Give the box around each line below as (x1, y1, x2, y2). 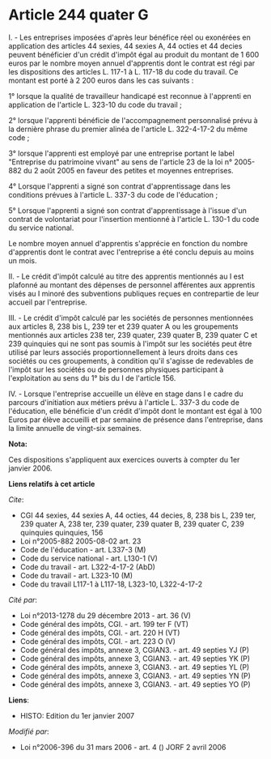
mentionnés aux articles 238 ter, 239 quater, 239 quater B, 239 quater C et (8, 330, 257, 339)
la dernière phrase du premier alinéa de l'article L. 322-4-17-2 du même (8, 124, 248, 134)
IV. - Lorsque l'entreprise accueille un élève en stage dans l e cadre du (8, 389, 243, 399)
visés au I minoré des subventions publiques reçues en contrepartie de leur (8, 288, 260, 298)
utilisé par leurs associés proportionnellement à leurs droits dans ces (8, 347, 239, 357)
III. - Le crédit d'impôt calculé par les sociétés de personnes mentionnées (8, 313, 254, 322)
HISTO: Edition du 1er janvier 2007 (19, 710, 135, 720)
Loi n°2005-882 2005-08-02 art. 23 (19, 536, 142, 546)
